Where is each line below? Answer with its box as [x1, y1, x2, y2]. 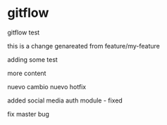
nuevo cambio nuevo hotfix [7, 82, 87, 91]
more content [7, 69, 47, 77]
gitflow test [7, 28, 40, 37]
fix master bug [7, 110, 49, 118]
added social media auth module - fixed [7, 96, 123, 105]
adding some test [7, 55, 58, 64]
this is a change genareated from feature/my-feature [7, 41, 161, 50]
